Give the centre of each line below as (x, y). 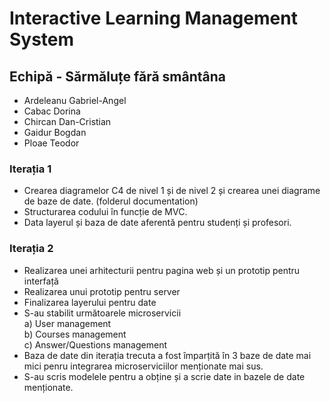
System (42, 39)
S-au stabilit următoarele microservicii (102, 313)
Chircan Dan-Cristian (67, 121)
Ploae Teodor (51, 143)
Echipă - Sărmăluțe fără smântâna (118, 76)
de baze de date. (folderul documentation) (111, 201)
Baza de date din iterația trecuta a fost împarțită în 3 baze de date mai (167, 355)
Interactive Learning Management (153, 18)
